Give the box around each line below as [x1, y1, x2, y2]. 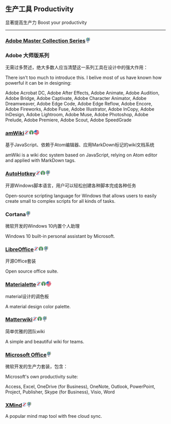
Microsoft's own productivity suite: [5, 374, 78, 380]
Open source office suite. [5, 268, 59, 274]
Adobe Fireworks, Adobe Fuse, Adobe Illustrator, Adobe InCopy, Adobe [5, 106, 155, 112]
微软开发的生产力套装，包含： [5, 363, 68, 369]
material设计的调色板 [5, 293, 49, 299]
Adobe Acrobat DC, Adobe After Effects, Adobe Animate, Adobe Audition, [5, 90, 160, 96]
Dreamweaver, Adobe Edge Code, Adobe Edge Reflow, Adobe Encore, [5, 101, 153, 107]
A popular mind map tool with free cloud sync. [5, 413, 102, 419]
